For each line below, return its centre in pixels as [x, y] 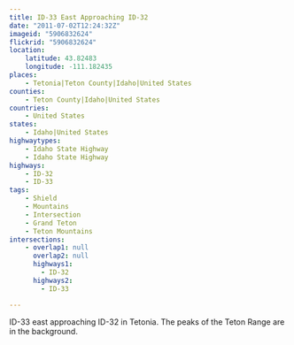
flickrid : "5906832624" [53, 42]
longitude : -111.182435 [69, 67]
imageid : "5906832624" [51, 34]
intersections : [37, 240]
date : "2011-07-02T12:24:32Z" [65, 26]
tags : [19, 190]
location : [27, 50]
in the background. [43, 331]
